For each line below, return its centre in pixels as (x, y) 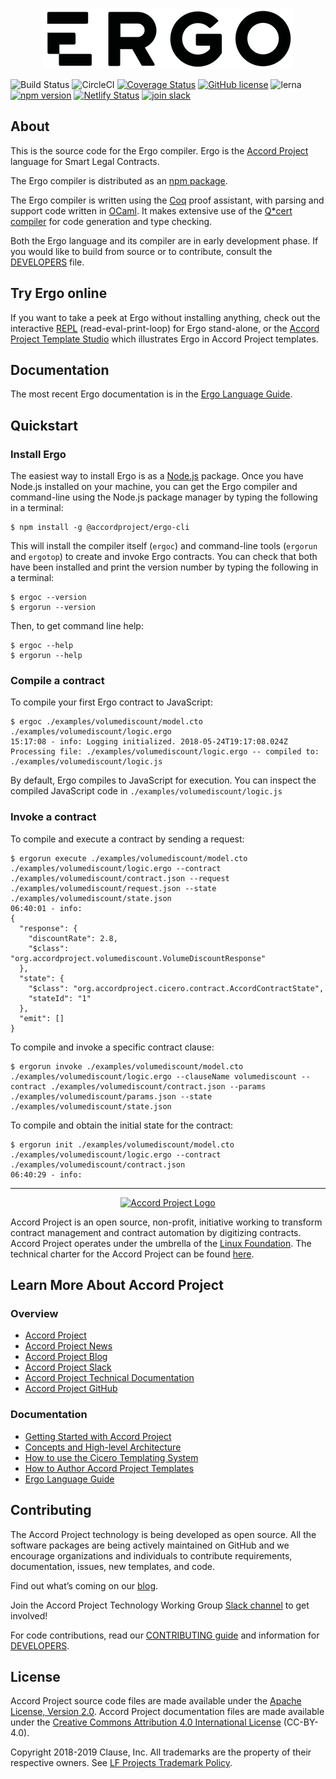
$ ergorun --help (46, 656)
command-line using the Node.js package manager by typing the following (164, 497)
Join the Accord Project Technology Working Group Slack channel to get (160, 1605)
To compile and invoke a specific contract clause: (112, 1047)
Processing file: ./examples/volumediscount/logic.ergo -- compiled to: (165, 752)
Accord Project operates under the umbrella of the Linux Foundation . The (161, 1243)
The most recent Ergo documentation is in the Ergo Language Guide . (151, 394)
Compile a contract (57, 681)
